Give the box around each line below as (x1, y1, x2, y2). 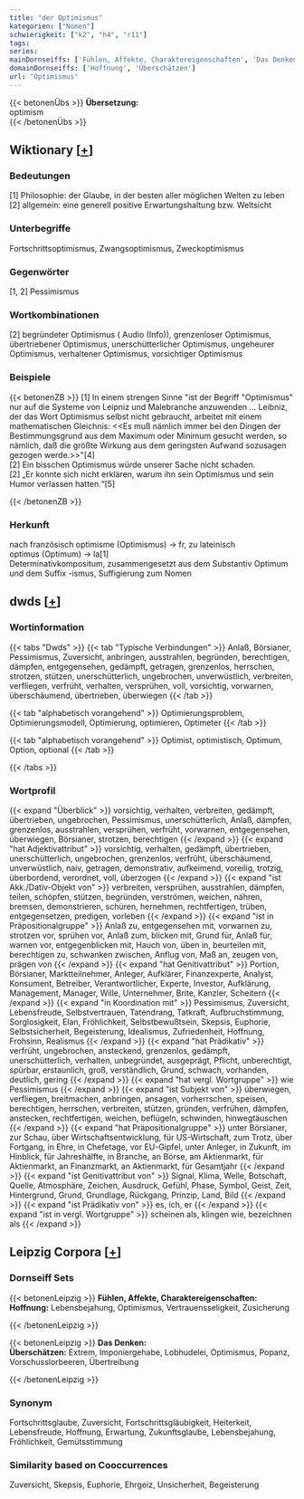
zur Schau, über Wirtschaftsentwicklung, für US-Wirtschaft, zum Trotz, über (9, 1131, 293, 1142)
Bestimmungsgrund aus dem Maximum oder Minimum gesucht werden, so (9, 430, 288, 441)
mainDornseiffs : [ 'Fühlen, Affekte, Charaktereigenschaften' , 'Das (9, 55, 270, 64)
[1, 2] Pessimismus (9, 286, 80, 297)
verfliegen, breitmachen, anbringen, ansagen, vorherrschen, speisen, (9, 1093, 269, 1104)
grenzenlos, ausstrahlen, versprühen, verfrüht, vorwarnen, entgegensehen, (9, 824, 290, 835)
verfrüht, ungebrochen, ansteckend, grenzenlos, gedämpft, (9, 1045, 231, 1055)
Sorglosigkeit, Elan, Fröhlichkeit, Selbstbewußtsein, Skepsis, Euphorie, (9, 1016, 271, 1027)
